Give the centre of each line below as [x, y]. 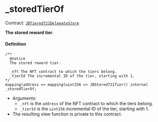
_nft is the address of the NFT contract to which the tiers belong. [86, 104]
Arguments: [24, 98]
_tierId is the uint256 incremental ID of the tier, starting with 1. [84, 109]
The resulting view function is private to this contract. [67, 114]
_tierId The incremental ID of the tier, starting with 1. [72, 76]
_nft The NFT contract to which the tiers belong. [63, 72]
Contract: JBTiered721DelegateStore [42, 23]
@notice [18, 59]
